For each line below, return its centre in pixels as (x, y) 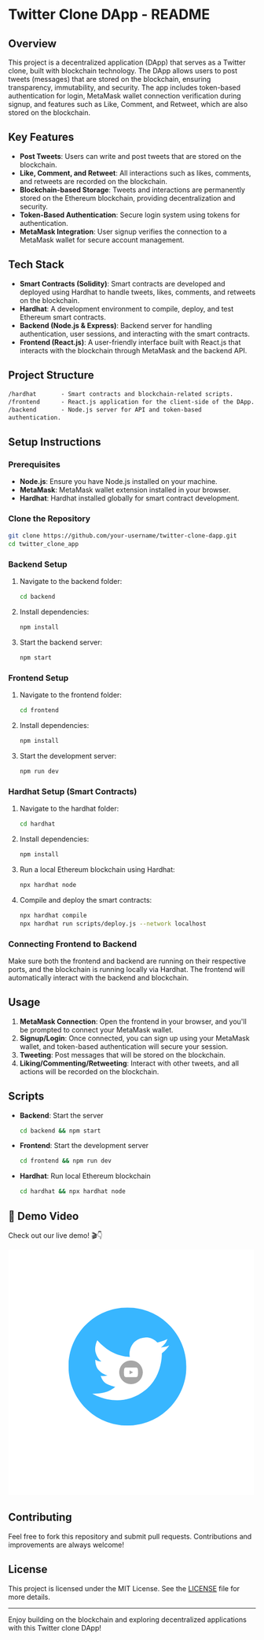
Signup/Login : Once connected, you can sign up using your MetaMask (134, 1038)
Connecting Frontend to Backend (73, 944)
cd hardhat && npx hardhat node (72, 1191)
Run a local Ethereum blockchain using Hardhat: (97, 870)
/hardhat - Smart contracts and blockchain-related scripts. (121, 394)
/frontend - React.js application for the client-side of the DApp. (132, 402)
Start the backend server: (61, 642)
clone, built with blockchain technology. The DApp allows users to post (123, 71)
